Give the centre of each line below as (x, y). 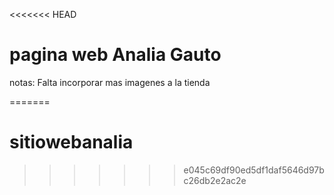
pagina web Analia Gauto (115, 55)
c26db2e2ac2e (215, 180)
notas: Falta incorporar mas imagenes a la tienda (110, 82)
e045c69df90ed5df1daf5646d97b (254, 170)
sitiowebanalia (71, 142)
